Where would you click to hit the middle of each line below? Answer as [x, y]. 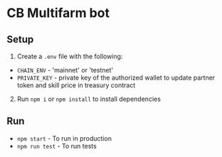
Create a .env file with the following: [70, 56]
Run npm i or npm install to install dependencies [89, 99]
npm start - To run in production [64, 138]
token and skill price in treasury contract [76, 85]
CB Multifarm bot [58, 13]
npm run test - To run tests [57, 146]
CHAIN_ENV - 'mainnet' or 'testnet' [65, 70]
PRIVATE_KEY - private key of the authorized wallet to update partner [116, 77]
